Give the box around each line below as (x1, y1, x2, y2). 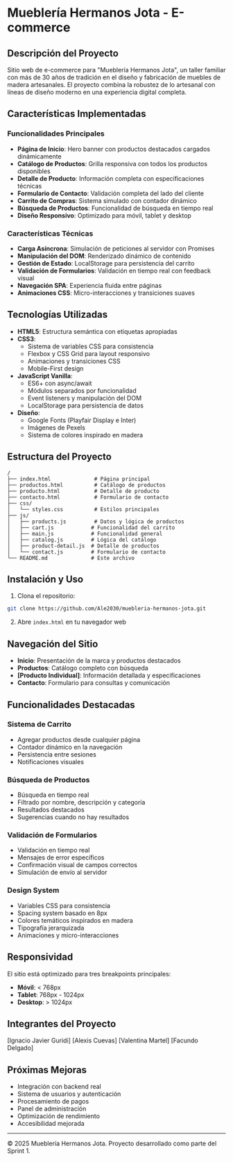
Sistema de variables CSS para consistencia (27, 342, 154, 350)
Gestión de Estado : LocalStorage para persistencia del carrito (17, 259, 195, 267)
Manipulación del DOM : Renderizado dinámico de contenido (17, 252, 191, 260)
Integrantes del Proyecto (7, 1017, 116, 1030)
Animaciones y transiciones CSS (27, 357, 121, 365)
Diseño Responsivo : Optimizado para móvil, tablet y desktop (17, 211, 192, 220)
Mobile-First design (27, 364, 84, 373)
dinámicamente (17, 152, 62, 161)
